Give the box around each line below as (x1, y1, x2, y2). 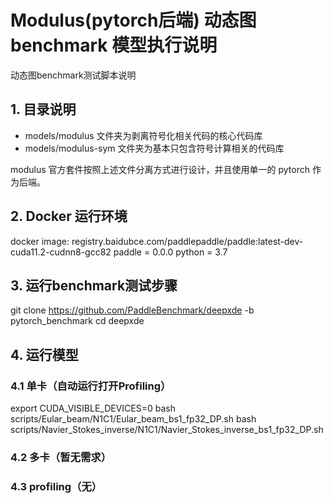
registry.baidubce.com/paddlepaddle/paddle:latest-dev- (71, 235, 304, 247)
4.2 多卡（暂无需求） (10, 450, 112, 464)
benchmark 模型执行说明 (10, 34, 218, 57)
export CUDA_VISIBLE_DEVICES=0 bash (10, 402, 177, 415)
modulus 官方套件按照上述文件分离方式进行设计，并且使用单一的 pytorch (10, 163, 310, 175)
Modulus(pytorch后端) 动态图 (10, 9, 257, 32)
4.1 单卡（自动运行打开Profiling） (10, 379, 172, 393)
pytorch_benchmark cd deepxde (10, 315, 145, 327)
